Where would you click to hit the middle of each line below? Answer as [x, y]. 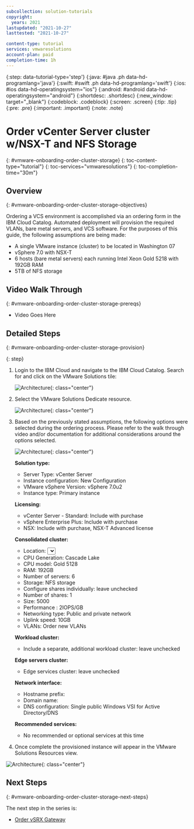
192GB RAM [29, 265]
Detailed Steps [33, 333]
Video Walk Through [44, 289]
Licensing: [27, 504]
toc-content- [142, 160]
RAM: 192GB [38, 570]
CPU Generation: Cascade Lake [61, 558]
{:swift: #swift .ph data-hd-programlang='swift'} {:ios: [121, 83]
